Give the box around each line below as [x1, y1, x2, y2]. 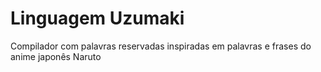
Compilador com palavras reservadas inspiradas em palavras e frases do [10, 40, 312, 52]
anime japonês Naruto [10, 50, 102, 62]
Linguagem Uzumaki [10, 7, 185, 30]
